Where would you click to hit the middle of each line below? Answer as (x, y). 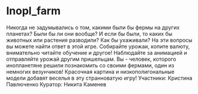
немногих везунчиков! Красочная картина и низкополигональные (90, 71)
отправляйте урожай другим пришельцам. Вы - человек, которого (91, 59)
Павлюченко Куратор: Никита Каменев (56, 84)
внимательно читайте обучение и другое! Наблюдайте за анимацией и (97, 52)
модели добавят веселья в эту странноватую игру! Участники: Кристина (99, 78)
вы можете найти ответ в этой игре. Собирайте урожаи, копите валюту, (98, 46)
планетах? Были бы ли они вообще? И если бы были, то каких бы (89, 33)
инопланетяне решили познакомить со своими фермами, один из (90, 65)
